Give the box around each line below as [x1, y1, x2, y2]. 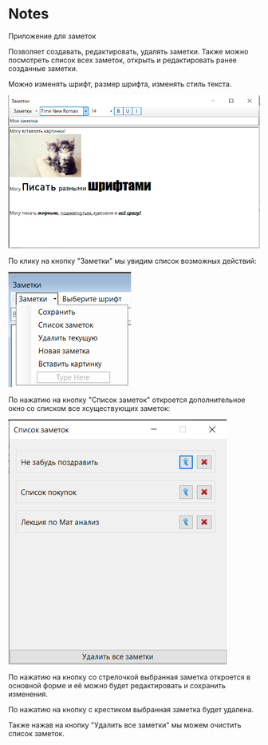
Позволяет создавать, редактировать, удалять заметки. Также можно [8, 46, 249, 56]
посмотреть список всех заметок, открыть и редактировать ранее [8, 55, 237, 65]
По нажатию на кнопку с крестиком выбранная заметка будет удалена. [8, 705, 254, 715]
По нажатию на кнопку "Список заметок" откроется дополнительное [8, 395, 246, 404]
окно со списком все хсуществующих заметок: [8, 404, 171, 413]
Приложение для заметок [8, 31, 97, 41]
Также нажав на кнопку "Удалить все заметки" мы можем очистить [8, 720, 242, 730]
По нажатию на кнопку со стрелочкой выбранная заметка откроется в [8, 672, 251, 682]
